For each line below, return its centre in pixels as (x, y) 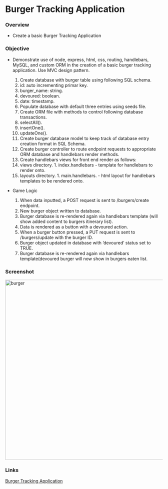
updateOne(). (33, 133)
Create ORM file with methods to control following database (81, 111)
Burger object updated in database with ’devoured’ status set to (85, 242)
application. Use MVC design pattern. (51, 70)
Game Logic (25, 190)
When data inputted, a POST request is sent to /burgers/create (84, 200)
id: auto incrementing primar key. (54, 85)
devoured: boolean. (40, 95)
